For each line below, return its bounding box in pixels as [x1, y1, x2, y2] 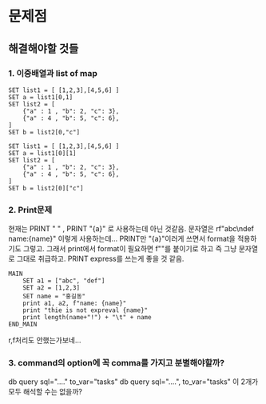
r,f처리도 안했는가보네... [8, 335, 81, 345]
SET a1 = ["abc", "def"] [22, 277, 105, 285]
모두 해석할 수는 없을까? [8, 387, 82, 397]
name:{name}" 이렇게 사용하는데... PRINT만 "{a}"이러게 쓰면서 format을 [8, 234, 236, 244]
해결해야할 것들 [8, 42, 79, 55]
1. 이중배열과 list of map [8, 67, 98, 78]
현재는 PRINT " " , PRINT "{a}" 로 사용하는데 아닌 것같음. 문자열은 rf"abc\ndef [8, 224, 254, 234]
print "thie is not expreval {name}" [22, 306, 149, 314]
